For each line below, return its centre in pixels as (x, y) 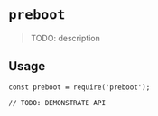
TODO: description (65, 38)
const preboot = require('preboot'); (79, 87)
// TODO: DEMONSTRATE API (57, 103)
